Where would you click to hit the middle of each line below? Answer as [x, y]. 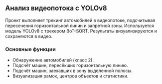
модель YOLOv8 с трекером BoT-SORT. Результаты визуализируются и [81, 31]
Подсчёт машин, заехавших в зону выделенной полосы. [73, 71]
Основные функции [30, 49]
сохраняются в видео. [29, 36]
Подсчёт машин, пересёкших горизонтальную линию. [70, 65]
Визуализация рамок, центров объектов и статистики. [70, 76]
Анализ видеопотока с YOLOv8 [56, 8]
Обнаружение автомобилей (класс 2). [53, 60]
